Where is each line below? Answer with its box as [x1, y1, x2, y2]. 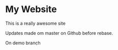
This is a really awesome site [5, 20, 66, 26]
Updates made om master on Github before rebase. [5, 30, 113, 36]
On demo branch [5, 39, 41, 46]
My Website [5, 4, 57, 15]
